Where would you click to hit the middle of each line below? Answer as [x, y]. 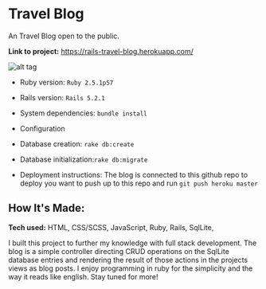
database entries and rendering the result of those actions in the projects [128, 260]
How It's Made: [47, 208]
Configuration [42, 128]
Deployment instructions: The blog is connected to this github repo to [134, 174]
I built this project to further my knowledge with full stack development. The [133, 243]
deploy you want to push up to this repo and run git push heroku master [139, 183]
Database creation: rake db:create [77, 143]
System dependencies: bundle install [83, 113]
